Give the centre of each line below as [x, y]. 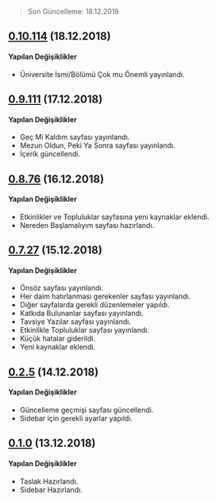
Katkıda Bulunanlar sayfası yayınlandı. [82, 314]
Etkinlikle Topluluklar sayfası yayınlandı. [84, 330]
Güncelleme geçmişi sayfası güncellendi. [87, 410]
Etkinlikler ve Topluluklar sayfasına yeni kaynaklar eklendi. [114, 217]
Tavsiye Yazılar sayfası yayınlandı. [75, 322]
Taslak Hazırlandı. [49, 481]
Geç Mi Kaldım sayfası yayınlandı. [75, 137]
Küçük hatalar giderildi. [57, 339]
